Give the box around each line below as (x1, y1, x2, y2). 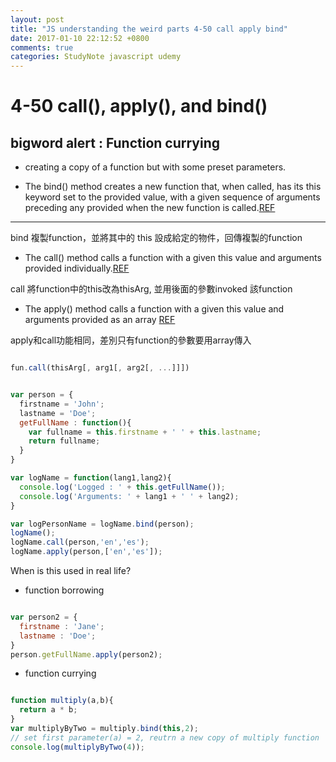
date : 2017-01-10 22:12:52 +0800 (10, 33, 150, 43)
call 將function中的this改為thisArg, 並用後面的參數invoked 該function (10, 283, 293, 295)
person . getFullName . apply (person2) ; (10, 649, 163, 660)
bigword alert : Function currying (10, 134, 221, 151)
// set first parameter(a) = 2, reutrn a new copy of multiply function (10, 732, 320, 743)
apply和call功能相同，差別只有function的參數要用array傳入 (10, 334, 252, 346)
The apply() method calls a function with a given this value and (24, 303, 285, 315)
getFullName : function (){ (19, 417, 132, 428)
